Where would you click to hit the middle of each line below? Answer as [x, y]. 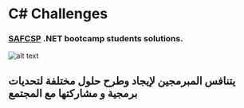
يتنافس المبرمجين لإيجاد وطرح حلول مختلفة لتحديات [122, 81]
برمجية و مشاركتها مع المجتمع [73, 93]
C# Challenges [58, 14]
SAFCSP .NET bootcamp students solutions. [96, 39]
